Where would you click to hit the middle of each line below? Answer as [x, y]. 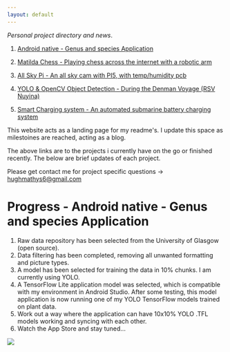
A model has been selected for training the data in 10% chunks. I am [114, 270]
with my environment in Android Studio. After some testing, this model [117, 292]
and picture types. [43, 262]
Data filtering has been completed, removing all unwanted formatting [115, 255]
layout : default [30, 14]
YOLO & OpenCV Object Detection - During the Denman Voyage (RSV [116, 88]
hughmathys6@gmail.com [44, 179]
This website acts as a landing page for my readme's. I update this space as [115, 130]
